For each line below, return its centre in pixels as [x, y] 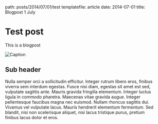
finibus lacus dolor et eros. [32, 117]
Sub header [23, 70]
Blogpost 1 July [20, 12]
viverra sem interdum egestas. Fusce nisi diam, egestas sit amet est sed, [78, 86]
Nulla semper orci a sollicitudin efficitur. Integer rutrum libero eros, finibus [79, 81]
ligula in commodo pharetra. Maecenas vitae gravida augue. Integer [73, 97]
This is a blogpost [23, 45]
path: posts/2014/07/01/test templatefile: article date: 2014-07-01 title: [75, 7]
